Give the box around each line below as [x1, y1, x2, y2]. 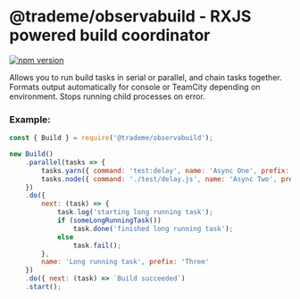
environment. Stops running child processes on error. [9, 91, 205, 102]
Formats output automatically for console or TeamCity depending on [9, 81, 261, 92]
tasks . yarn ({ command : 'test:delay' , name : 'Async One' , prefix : [41, 166, 290, 175]
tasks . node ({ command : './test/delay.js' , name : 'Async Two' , [41, 174, 278, 184]
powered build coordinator [9, 25, 211, 46]
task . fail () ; [72, 241, 122, 250]
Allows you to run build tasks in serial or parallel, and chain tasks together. [9, 71, 283, 82]
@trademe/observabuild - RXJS [9, 6, 252, 27]
